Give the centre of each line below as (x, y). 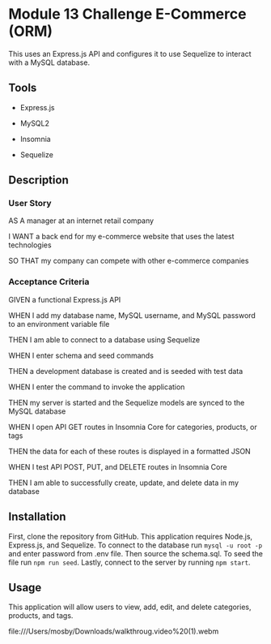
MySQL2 (35, 123)
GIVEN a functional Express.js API (65, 299)
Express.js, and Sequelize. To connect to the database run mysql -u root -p (135, 545)
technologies (30, 245)
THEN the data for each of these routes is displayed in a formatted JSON (129, 451)
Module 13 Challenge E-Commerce (127, 14)
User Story (30, 204)
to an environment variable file (59, 324)
